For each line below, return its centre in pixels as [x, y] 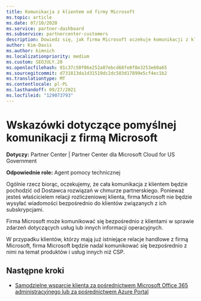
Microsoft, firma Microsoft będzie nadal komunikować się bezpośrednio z [97, 245]
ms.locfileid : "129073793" [40, 95]
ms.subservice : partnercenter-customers [57, 34]
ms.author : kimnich [31, 51]
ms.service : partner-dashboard [45, 28]
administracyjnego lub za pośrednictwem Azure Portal [82, 291]
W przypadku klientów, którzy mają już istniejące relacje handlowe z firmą [97, 239]
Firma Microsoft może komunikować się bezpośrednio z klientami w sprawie [100, 221]
